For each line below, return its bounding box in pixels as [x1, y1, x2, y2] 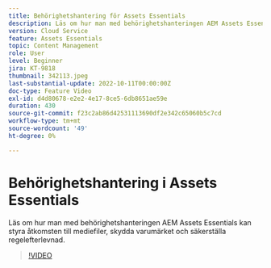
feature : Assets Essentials [8, 34, 103, 43]
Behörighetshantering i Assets [8, 174, 218, 192]
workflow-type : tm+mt [8, 117, 81, 125]
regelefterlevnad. [8, 235, 66, 245]
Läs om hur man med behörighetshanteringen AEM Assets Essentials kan [8, 217, 252, 227]
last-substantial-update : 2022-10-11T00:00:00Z [8, 79, 172, 87]
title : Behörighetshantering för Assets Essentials [8, 11, 186, 20]
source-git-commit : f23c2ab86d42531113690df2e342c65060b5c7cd [8, 110, 222, 118]
